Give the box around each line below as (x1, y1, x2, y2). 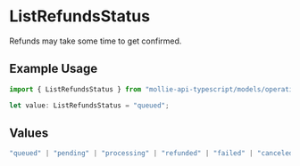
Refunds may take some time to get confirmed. (9, 36, 182, 46)
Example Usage (9, 61, 98, 76)
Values (9, 125, 49, 140)
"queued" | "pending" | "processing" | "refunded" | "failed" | (9, 149, 254, 158)
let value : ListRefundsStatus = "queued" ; (9, 100, 170, 110)
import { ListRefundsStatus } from (9, 84, 142, 94)
